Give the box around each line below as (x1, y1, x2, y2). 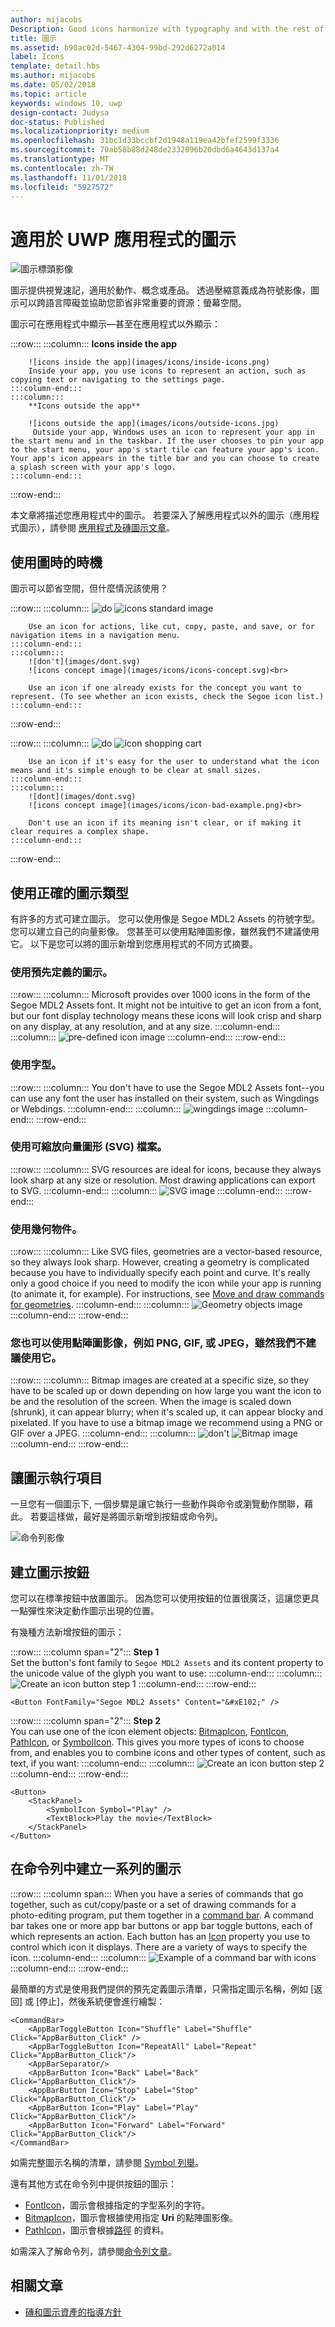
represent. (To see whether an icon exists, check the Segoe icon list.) (10, 692, 325, 702)
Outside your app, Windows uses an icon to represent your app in (32, 427, 315, 438)
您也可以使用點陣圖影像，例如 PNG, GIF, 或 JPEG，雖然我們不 (10, 1336, 307, 1350)
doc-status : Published (10, 117, 105, 127)
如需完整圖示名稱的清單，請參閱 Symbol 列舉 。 (10, 2156, 205, 2168)
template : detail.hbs (10, 61, 101, 71)
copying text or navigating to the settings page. (10, 375, 226, 385)
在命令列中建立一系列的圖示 (10, 1861, 182, 1878)
